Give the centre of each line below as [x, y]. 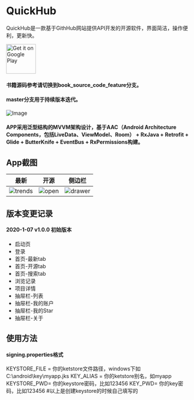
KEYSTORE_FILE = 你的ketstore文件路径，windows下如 [73, 369]
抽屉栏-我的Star [34, 310]
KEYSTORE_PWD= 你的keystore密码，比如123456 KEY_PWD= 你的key [92, 383]
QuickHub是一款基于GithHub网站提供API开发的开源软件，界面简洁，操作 [95, 28]
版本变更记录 [30, 213]
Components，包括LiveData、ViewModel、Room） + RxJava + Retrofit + [98, 135]
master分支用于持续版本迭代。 [43, 99]
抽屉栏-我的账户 [34, 303]
